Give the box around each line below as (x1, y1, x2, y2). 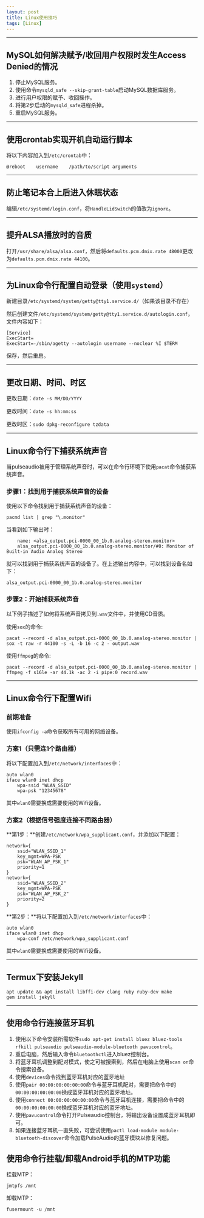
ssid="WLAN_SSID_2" (17, 880, 67, 886)
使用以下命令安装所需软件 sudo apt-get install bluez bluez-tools (15, 1035, 183, 1042)
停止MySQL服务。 (15, 78, 61, 86)
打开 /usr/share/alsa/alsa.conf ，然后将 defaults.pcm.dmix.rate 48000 (6, 247, 183, 254)
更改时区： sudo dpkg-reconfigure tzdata (6, 420, 109, 428)
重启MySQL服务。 (15, 109, 61, 116)
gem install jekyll (6, 994, 56, 1000)
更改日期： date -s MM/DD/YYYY (6, 395, 82, 402)
